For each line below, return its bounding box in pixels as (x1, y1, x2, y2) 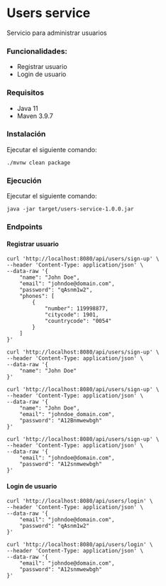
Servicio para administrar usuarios (6, 28, 107, 37)
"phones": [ (19, 293, 55, 300)
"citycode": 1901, (44, 311, 99, 319)
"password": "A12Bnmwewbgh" (19, 417, 102, 425)
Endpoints (6, 222, 43, 232)
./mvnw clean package (6, 159, 71, 166)
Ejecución (6, 176, 42, 186)
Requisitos (6, 87, 44, 97)
